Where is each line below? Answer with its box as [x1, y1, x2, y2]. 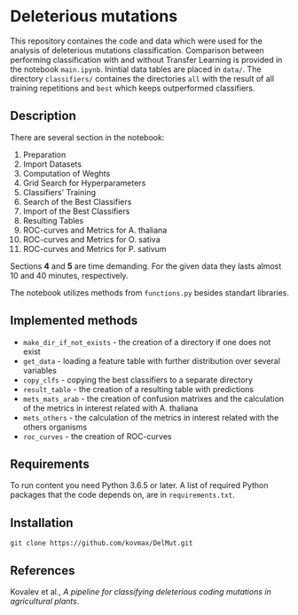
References [10, 563, 75, 578]
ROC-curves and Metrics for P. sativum [22, 243, 167, 254]
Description [10, 108, 76, 123]
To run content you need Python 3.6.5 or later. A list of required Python [10, 480, 269, 491]
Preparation [22, 149, 67, 160]
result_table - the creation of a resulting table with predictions [22, 383, 255, 394]
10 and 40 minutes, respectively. [10, 270, 129, 280]
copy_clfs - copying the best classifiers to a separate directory [22, 375, 254, 385]
